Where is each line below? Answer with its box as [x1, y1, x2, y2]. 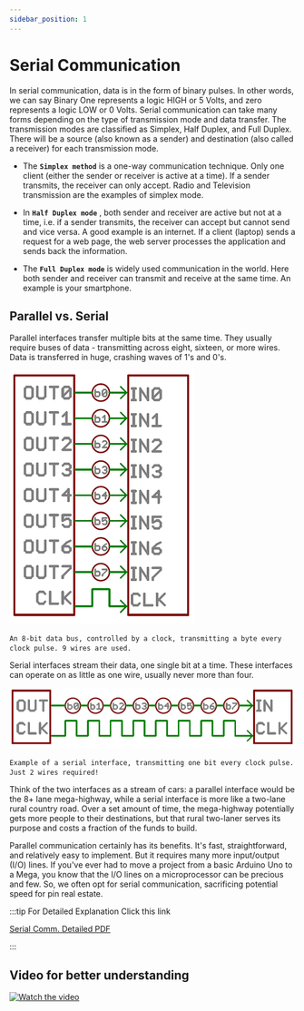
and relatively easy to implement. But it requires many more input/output [9, 849, 279, 861]
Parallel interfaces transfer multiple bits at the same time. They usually [9, 332, 272, 344]
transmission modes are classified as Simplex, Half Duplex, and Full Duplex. [9, 123, 292, 134]
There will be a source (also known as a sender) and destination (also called [9, 133, 294, 144]
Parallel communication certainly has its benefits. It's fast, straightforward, [9, 840, 288, 851]
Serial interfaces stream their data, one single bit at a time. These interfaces [9, 660, 293, 671]
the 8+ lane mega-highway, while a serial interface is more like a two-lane [9, 794, 286, 805]
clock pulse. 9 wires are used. [9, 644, 132, 653]
